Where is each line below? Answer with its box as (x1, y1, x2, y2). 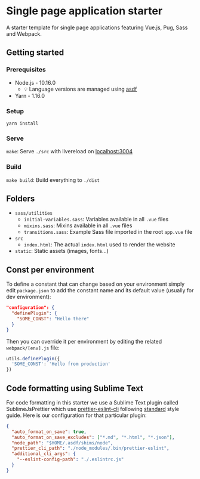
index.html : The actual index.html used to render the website (23, 241, 176, 248)
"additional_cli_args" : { (11, 451, 76, 457)
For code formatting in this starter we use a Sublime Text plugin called (6, 398, 179, 406)
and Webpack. (6, 30, 42, 37)
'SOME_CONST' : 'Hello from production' (11, 361, 111, 367)
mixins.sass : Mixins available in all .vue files (23, 222, 133, 229)
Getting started (6, 48, 64, 58)
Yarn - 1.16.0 (14, 92, 45, 99)
